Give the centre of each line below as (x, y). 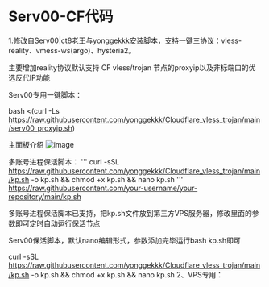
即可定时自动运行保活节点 (58, 223)
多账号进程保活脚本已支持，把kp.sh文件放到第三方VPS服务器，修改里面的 (130, 213)
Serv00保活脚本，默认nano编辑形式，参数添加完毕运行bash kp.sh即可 (125, 240)
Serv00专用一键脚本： (46, 94)
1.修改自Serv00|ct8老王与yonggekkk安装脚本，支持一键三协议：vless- (125, 40)
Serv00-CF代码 (61, 17)
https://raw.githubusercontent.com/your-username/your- (103, 188)
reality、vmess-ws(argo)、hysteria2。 (72, 50)
